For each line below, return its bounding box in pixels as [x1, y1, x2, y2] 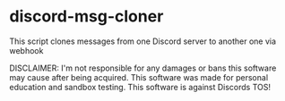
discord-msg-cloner [9, 6, 164, 27]
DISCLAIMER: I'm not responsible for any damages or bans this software [9, 63, 277, 73]
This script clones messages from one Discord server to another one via [9, 36, 276, 46]
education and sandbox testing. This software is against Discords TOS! [9, 81, 272, 92]
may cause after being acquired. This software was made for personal [9, 72, 269, 82]
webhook [9, 45, 44, 55]
